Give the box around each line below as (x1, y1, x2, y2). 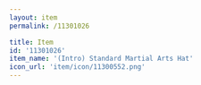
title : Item (9, 38, 54, 47)
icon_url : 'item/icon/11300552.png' (9, 63, 146, 72)
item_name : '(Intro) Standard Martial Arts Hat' (9, 55, 194, 64)
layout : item (9, 13, 58, 22)
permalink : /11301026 (9, 21, 90, 30)
